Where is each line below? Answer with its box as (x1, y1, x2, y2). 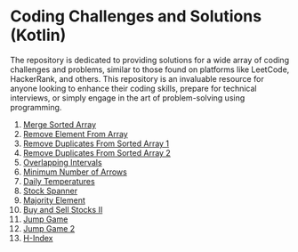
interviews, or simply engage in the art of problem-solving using (10, 92, 246, 103)
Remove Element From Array (22, 128, 128, 139)
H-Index (22, 232, 53, 243)
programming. (10, 102, 62, 112)
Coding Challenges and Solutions (10, 6, 262, 27)
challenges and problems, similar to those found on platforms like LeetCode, (10, 64, 290, 75)
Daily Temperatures (22, 175, 96, 186)
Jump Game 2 (22, 223, 76, 233)
